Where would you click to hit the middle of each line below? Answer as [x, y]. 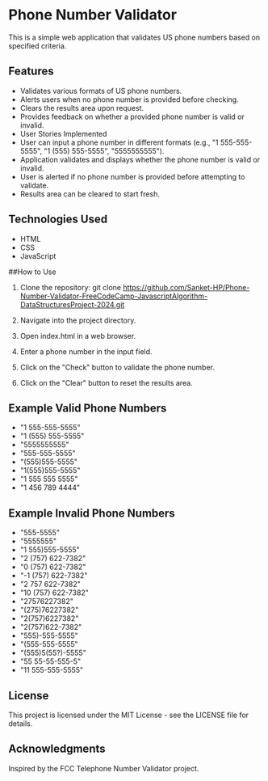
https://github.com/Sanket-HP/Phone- [186, 287]
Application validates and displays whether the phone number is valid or [140, 159]
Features [31, 72]
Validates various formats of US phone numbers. [101, 91]
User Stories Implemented [63, 133]
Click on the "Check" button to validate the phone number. [117, 367]
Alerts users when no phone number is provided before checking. [130, 99]
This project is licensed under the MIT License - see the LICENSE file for [128, 715]
